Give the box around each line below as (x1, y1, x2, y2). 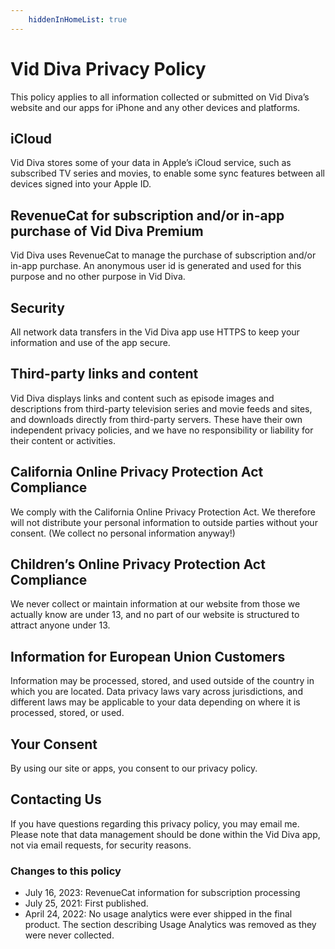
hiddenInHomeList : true (28, 14, 128, 25)
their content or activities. (10, 434, 116, 446)
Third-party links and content (10, 366, 199, 383)
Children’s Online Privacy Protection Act (10, 556, 266, 573)
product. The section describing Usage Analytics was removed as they (24, 919, 317, 931)
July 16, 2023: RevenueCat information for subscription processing (24, 887, 301, 899)
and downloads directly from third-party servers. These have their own (10, 413, 303, 425)
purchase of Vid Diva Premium (10, 222, 204, 240)
